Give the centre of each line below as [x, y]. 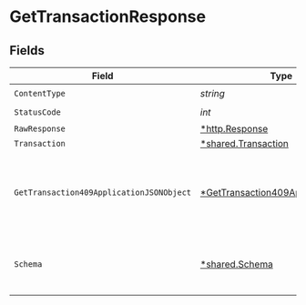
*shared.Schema [236, 264]
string [213, 93]
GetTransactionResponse [108, 17]
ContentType [40, 93]
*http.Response [234, 129]
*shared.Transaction [245, 143]
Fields [27, 51]
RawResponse [40, 129]
